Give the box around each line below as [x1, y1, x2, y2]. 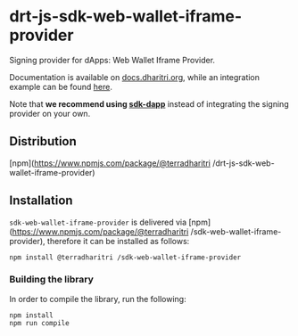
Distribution [9, 134, 78, 149]
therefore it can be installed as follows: [47, 235, 190, 246]
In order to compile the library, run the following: [9, 293, 186, 304]
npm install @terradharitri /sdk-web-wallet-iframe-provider [9, 252, 242, 262]
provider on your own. [9, 108, 91, 119]
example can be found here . [9, 81, 113, 92]
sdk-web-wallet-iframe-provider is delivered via [9, 217, 187, 227]
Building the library [9, 274, 94, 286]
